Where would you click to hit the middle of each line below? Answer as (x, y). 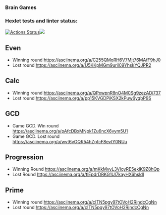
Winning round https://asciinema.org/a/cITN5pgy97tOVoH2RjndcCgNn (84, 202)
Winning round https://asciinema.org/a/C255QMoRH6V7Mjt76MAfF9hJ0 (86, 60)
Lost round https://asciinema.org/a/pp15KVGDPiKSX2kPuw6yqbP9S (82, 98)
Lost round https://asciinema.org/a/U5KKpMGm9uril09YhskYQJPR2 (82, 65)
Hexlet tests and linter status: (41, 20)
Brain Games (21, 7)
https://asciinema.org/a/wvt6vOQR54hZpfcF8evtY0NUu (70, 141)
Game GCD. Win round (35, 125)
